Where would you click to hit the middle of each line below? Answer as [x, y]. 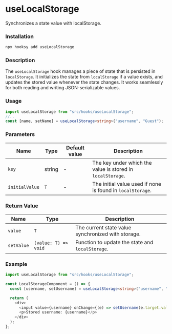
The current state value [103, 227]
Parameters [20, 134]
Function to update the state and [114, 242]
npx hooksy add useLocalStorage [40, 47]
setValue [18, 245]
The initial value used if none [126, 184]
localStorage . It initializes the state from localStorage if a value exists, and [84, 77]
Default [75, 148]
